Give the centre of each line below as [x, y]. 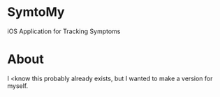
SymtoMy [36, 12]
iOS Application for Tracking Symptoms [64, 31]
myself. [18, 86]
